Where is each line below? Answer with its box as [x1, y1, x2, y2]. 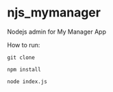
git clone [7, 54, 36, 61]
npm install [7, 66, 41, 73]
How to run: [7, 41, 40, 49]
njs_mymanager [7, 5, 101, 21]
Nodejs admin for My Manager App [7, 27, 106, 36]
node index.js [7, 78, 48, 85]
